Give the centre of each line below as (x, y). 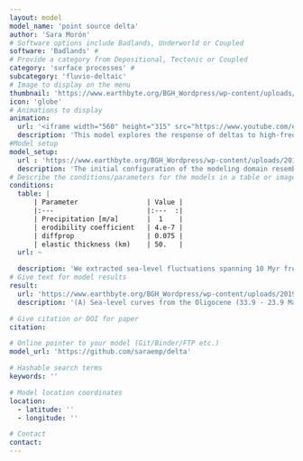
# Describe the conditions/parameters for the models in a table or (141, 177)
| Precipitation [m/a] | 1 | (108, 219)
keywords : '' (34, 376)
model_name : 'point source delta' (74, 26)
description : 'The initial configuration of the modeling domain (143, 169)
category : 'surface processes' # (72, 69)
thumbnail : (30, 93)
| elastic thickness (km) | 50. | (108, 244)
